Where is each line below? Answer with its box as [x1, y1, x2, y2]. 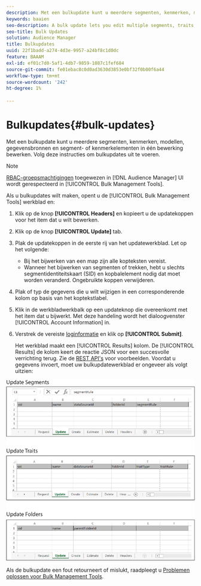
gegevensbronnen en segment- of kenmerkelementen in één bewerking [6, 144, 184, 151]
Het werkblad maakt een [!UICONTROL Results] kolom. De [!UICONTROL [14, 342, 194, 349]
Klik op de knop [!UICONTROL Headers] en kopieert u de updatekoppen [14, 209, 194, 217]
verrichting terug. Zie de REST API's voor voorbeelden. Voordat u [14, 354, 176, 362]
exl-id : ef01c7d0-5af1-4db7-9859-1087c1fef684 [6, 60, 124, 66]
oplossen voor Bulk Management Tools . [6, 573, 104, 580]
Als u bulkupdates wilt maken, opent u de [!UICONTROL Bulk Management [6, 192, 190, 199]
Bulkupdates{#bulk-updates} [6, 119, 156, 132]
